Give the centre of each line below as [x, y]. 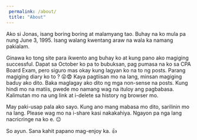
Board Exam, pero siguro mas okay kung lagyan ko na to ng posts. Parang [96, 70]
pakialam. [18, 46]
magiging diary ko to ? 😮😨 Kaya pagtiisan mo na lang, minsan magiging [94, 76]
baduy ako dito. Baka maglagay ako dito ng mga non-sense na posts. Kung [97, 82]
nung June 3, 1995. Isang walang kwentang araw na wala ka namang [90, 40]
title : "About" [27, 17]
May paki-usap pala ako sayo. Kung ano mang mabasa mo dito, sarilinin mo [98, 106]
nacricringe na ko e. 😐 [34, 119]
